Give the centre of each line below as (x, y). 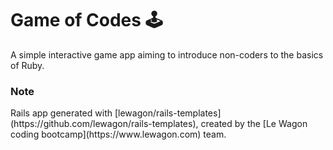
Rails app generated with (61, 113)
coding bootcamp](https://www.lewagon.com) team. (118, 134)
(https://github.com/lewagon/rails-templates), (104, 124)
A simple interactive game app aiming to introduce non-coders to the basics (167, 54)
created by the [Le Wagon (254, 124)
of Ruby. (27, 65)
